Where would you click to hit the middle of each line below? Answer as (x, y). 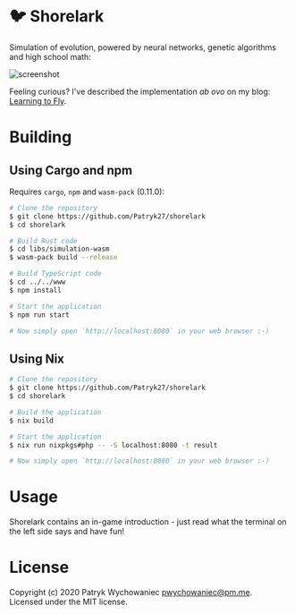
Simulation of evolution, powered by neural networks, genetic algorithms (143, 47)
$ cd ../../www (38, 282)
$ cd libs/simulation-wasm (59, 249)
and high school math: (50, 56)
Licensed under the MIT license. (68, 602)
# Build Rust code (43, 241)
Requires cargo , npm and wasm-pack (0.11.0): (87, 192)
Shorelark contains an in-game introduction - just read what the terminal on (148, 522)
